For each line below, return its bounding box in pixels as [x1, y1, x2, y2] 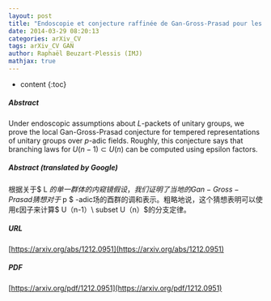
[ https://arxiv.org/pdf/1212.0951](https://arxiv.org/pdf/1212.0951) [8, 283, 222, 293]
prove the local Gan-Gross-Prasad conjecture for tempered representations [8, 127, 260, 136]
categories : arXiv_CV [8, 34, 82, 43]
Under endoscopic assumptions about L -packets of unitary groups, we [8, 118, 245, 128]
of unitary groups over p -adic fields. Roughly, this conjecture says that [8, 135, 243, 145]
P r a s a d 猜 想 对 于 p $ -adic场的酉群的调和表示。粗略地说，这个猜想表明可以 [8, 194, 256, 204]
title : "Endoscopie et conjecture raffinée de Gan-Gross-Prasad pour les [8, 19, 263, 28]
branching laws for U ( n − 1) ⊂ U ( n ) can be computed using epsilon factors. [8, 144, 258, 154]
